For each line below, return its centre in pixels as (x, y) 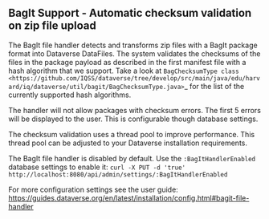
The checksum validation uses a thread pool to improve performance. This (132, 134)
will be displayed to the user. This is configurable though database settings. (133, 119)
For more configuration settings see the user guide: (93, 189)
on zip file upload (52, 26)
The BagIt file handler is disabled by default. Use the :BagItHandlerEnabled (132, 158)
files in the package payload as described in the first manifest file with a (127, 62)
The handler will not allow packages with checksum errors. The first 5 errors (134, 110)
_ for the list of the (214, 86)
